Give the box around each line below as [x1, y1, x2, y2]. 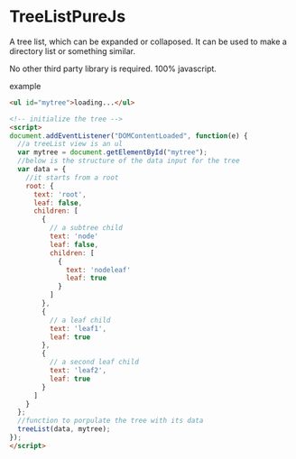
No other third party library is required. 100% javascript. [9, 63, 217, 74]
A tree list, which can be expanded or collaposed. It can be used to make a [9, 36, 287, 47]
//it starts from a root [25, 173, 119, 182]
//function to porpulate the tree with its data [17, 417, 204, 426]
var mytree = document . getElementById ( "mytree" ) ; [17, 148, 208, 157]
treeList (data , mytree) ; [17, 425, 111, 434]
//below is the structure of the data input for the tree [17, 156, 241, 166]
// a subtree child [49, 224, 124, 233]
